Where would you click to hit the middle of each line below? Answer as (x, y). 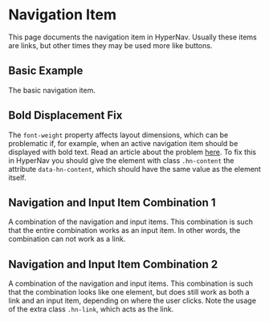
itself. (17, 177)
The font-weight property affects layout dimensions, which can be (118, 135)
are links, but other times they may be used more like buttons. (110, 45)
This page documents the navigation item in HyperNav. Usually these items (132, 37)
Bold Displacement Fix (65, 115)
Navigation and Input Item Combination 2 (113, 264)
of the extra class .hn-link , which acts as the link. (91, 309)
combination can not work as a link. (67, 239)
